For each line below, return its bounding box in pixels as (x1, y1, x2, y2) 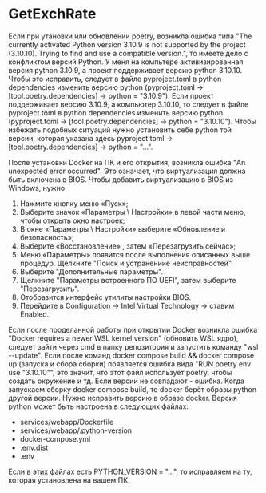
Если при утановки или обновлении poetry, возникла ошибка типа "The (8, 31, 252, 41)
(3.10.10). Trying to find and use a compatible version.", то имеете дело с (8, 48, 249, 58)
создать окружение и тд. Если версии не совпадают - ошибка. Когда (8, 376, 245, 386)
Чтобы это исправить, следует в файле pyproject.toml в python (8, 74, 222, 83)
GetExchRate (8, 5, 97, 23)
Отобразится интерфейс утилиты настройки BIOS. (19, 292, 192, 301)
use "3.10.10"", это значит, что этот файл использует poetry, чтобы (8, 367, 232, 377)
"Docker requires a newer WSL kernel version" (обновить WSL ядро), (8, 333, 239, 343)
